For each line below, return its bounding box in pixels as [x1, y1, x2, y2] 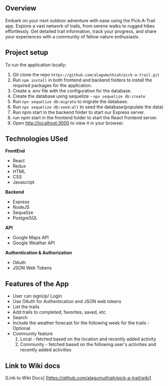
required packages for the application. [12, 82, 92, 88]
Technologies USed [5, 135, 68, 143]
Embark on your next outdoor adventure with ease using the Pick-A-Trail [5, 17, 155, 23]
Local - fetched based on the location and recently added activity [20, 336, 156, 342]
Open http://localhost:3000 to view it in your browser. [12, 120, 125, 126]
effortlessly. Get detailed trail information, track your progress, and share [5, 28, 157, 34]
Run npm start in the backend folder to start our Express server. [12, 109, 145, 115]
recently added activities [20, 347, 72, 353]
